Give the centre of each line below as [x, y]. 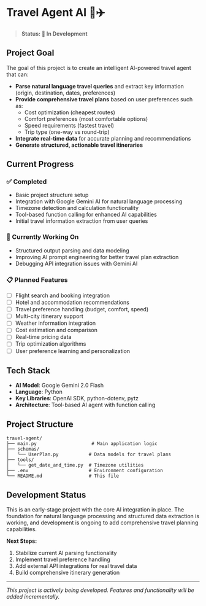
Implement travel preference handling [63, 559]
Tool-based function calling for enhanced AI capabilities [86, 215]
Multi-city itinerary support [49, 316]
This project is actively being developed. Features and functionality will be [100, 590]
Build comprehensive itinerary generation [67, 573]
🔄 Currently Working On [43, 237]
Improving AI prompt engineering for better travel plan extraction [97, 257]
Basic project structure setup [52, 195]
